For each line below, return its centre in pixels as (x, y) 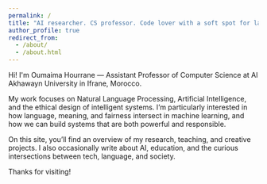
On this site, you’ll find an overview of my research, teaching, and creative (130, 139)
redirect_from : (33, 38)
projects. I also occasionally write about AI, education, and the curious (123, 148)
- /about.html (39, 52)
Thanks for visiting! (40, 172)
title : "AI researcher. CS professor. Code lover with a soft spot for (129, 23)
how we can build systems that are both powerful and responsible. (117, 124)
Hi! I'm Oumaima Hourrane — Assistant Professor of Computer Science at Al (133, 75)
